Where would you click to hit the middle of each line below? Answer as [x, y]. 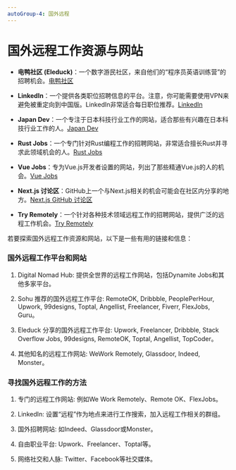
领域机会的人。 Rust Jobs [66, 151]
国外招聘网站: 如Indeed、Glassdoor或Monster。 [87, 429]
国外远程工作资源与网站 [75, 51]
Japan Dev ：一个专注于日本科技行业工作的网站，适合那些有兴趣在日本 [120, 119]
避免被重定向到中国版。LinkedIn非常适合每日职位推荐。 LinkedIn [110, 104]
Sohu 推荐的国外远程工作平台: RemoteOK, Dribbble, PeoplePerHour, [116, 298]
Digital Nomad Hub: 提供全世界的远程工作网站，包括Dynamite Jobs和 [118, 275]
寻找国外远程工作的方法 [47, 383]
